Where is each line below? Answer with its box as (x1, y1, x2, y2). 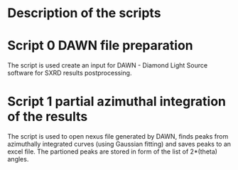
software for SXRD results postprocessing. (7, 69, 132, 78)
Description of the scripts (7, 5, 161, 21)
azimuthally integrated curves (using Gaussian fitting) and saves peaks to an (7, 140, 232, 149)
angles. (7, 155, 29, 164)
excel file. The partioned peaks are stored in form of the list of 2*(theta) (7, 147, 218, 156)
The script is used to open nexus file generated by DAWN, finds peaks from (7, 132, 229, 141)
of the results (7, 109, 88, 125)
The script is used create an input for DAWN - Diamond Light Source (7, 61, 208, 70)
